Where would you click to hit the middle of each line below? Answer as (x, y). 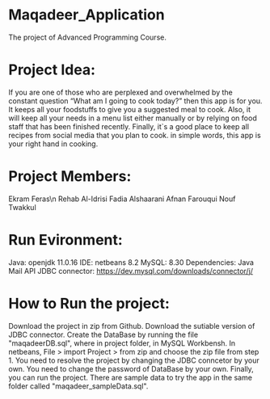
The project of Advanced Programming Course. (88, 37)
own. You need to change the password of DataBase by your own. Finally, (131, 368)
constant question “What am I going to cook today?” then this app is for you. (135, 101)
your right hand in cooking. (53, 144)
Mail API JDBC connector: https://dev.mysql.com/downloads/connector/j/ (131, 271)
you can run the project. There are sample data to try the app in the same (131, 377)
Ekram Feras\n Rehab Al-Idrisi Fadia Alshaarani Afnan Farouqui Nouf (122, 199)
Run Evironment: (65, 240)
